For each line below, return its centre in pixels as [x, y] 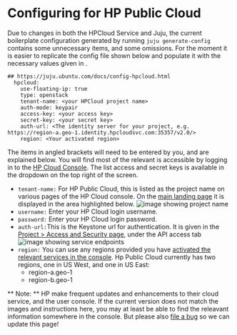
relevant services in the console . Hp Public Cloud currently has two [117, 257]
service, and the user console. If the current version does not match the [113, 301]
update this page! [33, 324]
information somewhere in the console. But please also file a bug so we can [118, 316]
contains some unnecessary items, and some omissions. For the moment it [117, 48]
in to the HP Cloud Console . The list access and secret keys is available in [116, 167]
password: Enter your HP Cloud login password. [87, 219]
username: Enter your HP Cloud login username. [88, 211]
